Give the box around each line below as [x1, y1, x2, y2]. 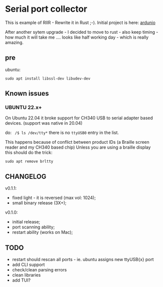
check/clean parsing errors [12, 267, 67, 273]
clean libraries [12, 272, 41, 278]
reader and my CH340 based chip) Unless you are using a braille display [5, 144, 151, 150]
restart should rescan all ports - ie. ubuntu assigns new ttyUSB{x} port [12, 257, 154, 263]
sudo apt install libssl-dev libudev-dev [5, 76, 91, 81]
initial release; [12, 219, 41, 225]
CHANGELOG [5, 172, 46, 180]
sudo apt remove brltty [5, 159, 54, 164]
